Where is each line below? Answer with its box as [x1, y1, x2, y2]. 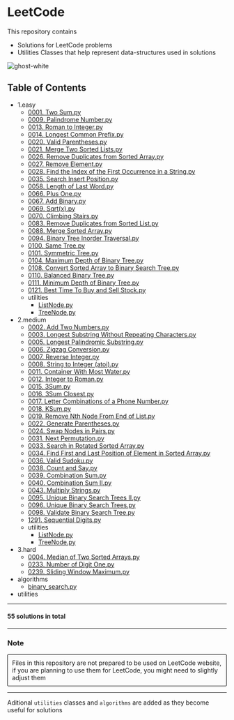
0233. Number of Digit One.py [27, 560, 115, 569]
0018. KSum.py [27, 404, 72, 412]
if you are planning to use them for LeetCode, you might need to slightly [12, 666, 218, 675]
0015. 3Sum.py [27, 382, 71, 391]
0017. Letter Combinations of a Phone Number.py [27, 397, 169, 405]
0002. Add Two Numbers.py [27, 322, 109, 331]
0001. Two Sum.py [27, 107, 81, 116]
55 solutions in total [7, 612, 66, 621]
